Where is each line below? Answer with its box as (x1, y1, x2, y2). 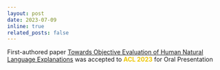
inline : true (7, 23, 45, 30)
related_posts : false (7, 29, 69, 36)
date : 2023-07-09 (7, 16, 57, 23)
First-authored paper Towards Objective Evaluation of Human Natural (7, 48, 204, 56)
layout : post (7, 10, 45, 17)
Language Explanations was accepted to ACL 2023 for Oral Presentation (7, 56, 213, 64)
